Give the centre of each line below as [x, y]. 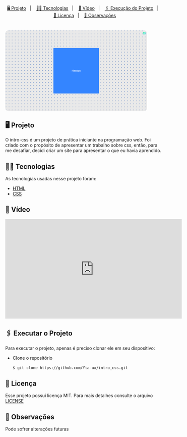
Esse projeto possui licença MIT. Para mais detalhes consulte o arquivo [79, 396]
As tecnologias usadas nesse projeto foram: [51, 179]
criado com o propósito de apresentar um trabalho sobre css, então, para [81, 145]
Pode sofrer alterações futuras [37, 429]
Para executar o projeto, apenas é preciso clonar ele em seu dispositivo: [80, 348]
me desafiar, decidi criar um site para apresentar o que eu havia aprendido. [83, 151]
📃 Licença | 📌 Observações [85, 15]
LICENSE [15, 401]
